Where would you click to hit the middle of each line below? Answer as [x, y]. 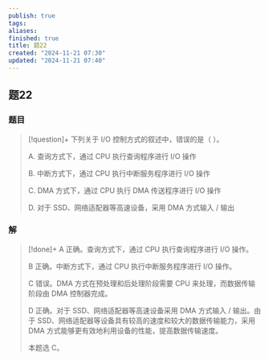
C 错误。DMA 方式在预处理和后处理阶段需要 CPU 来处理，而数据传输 [141, 283]
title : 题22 [28, 46]
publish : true [32, 16]
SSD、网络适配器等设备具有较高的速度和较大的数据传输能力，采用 [146, 320]
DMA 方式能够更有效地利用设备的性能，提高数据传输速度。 [125, 330]
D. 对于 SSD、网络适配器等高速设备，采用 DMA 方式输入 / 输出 [131, 207]
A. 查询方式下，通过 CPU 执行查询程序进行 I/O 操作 [112, 156]
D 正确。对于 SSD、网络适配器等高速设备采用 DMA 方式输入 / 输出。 [141, 310]
